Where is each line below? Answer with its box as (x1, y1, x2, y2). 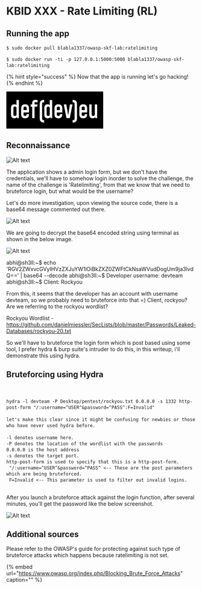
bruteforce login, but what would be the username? (6, 187, 134, 195)
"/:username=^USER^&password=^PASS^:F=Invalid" (33, 404, 155, 411)
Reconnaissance (6, 140, 71, 151)
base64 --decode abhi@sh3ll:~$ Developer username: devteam (23, 272, 183, 279)
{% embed (6, 564, 33, 571)
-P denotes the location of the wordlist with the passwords (6, 440, 163, 447)
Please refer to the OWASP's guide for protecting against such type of (6, 545, 181, 553)
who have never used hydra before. (6, 422, 96, 429)
